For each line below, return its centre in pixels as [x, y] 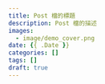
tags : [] [23, 61]
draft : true [28, 68]
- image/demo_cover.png [55, 38]
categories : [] [34, 53]
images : [21, 30]
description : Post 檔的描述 [53, 23]
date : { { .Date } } [39, 46]
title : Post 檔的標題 [42, 16]
